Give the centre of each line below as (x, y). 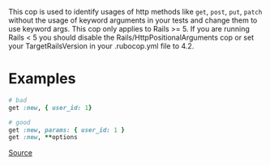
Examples (42, 79)
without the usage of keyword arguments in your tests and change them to (133, 20)
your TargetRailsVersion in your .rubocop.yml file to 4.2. (101, 46)
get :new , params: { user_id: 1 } (67, 130)
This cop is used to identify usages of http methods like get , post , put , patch (135, 12)
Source (20, 153)
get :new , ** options (43, 137)
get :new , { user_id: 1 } (50, 108)
